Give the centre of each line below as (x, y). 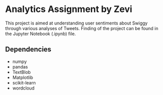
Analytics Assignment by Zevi (69, 9)
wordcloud (23, 88)
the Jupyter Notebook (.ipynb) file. (41, 33)
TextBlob (21, 72)
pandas (20, 66)
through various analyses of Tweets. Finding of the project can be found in (82, 28)
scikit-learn (24, 82)
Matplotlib (23, 77)
